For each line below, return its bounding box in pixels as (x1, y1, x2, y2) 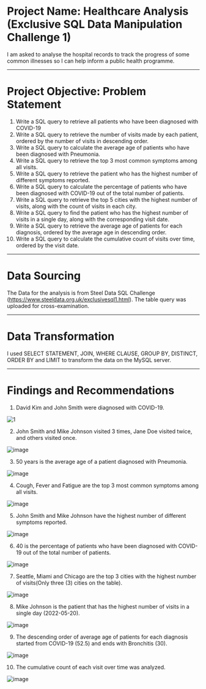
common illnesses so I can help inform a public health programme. (7, 57, 175, 64)
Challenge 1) (7, 31, 72, 44)
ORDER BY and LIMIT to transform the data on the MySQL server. (7, 356, 172, 363)
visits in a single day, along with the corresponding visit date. (15, 215, 170, 223)
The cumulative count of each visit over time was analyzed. (15, 663, 166, 671)
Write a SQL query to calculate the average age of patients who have (15, 144, 190, 151)
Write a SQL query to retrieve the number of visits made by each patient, (15, 131, 199, 138)
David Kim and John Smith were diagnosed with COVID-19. (15, 404, 164, 411)
